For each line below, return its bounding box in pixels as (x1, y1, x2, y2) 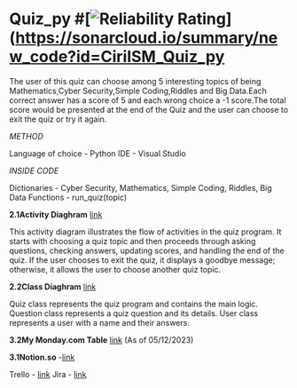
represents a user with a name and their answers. (9, 317, 191, 328)
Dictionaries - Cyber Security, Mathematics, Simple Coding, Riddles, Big (9, 182, 272, 193)
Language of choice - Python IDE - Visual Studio (9, 147, 186, 159)
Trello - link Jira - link (9, 368, 87, 379)
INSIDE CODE (9, 165, 59, 176)
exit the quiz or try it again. (9, 114, 107, 124)
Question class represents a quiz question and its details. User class (9, 307, 259, 319)
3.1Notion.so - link (9, 352, 75, 362)
